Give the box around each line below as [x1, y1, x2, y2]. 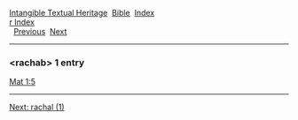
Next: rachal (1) [9, 101, 65, 113]
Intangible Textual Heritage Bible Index [9, 8, 155, 18]
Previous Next [12, 26, 67, 36]
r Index [9, 17, 35, 27]
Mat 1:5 [9, 77, 36, 87]
